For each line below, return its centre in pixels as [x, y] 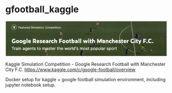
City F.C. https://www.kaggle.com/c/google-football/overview [70, 69]
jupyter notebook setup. [31, 85]
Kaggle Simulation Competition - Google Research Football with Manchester [85, 64]
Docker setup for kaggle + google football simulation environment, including [85, 79]
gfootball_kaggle [42, 9]
